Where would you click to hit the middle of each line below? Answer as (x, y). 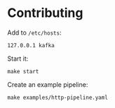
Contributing (45, 13)
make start (23, 71)
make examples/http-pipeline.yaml (58, 97)
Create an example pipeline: (48, 84)
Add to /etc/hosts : (34, 32)
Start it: (18, 59)
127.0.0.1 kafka (31, 45)
